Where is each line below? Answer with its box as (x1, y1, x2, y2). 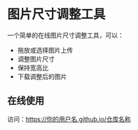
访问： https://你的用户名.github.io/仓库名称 (7, 115, 132, 123)
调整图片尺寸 (17, 54, 55, 63)
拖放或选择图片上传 (17, 46, 74, 54)
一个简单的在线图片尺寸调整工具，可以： (7, 31, 124, 39)
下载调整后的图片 (17, 72, 67, 81)
